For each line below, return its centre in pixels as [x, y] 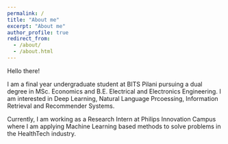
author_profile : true [38, 32]
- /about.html [33, 52]
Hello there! [23, 71]
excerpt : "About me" [37, 26]
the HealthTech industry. [42, 133]
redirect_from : [29, 39]
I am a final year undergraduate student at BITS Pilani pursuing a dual [105, 84]
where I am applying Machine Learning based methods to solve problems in [114, 126]
